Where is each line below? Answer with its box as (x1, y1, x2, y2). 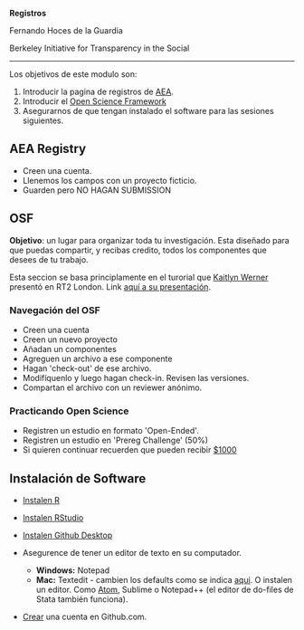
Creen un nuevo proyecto (22, 334, 118, 345)
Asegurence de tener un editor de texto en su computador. (22, 548, 242, 558)
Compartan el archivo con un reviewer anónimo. (22, 382, 203, 393)
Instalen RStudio (22, 512, 84, 523)
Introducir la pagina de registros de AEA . (22, 86, 175, 97)
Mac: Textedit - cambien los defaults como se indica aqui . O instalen (35, 575, 292, 586)
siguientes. (22, 115, 64, 126)
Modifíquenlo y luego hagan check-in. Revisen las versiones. (22, 372, 250, 383)
